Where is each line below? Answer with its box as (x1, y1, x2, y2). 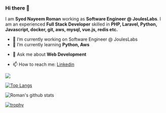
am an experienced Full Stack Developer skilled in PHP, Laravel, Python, (5, 21, 157, 27)
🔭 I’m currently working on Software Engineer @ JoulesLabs (12, 36, 138, 42)
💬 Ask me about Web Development (12, 51, 87, 57)
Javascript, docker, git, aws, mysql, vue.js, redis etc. (5, 27, 118, 33)
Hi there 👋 (5, 5, 30, 12)
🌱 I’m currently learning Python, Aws (12, 42, 90, 48)
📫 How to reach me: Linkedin (12, 61, 75, 67)
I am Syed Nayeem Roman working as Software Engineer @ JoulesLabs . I (5, 16, 161, 22)
